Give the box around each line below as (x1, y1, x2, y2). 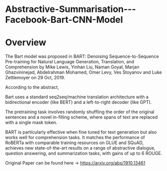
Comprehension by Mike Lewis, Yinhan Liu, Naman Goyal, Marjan (5, 64, 139, 70)
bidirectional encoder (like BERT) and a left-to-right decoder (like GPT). (5, 99, 152, 105)
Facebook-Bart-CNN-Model (5, 14, 123, 25)
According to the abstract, (5, 84, 59, 90)
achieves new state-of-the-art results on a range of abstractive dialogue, (5, 145, 156, 151)
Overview (5, 37, 46, 48)
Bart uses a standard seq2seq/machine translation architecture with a (5, 94, 149, 100)
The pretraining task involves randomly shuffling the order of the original (5, 109, 154, 115)
